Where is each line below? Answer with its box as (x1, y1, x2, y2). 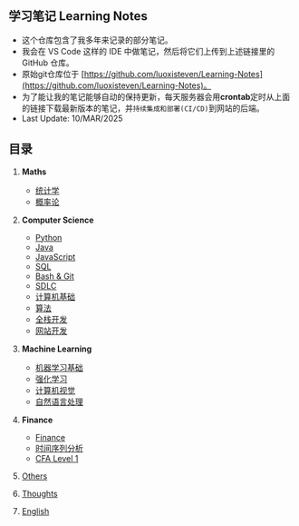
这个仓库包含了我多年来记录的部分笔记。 (21, 35, 173, 45)
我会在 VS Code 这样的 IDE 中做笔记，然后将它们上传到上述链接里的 (21, 45, 275, 56)
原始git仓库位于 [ (21, 68, 85, 79)
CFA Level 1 (34, 452, 79, 463)
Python (34, 232, 63, 243)
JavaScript (34, 251, 76, 262)
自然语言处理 (34, 396, 83, 407)
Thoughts (21, 488, 58, 499)
